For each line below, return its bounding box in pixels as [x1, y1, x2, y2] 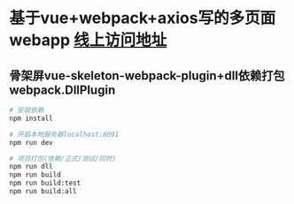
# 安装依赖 [9, 106, 44, 115]
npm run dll [9, 162, 53, 171]
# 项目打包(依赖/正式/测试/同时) [9, 154, 117, 163]
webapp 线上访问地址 [9, 30, 167, 50]
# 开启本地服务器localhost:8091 [9, 130, 120, 139]
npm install [9, 114, 53, 123]
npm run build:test [9, 178, 81, 188]
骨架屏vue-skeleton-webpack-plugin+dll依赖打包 [9, 68, 285, 83]
